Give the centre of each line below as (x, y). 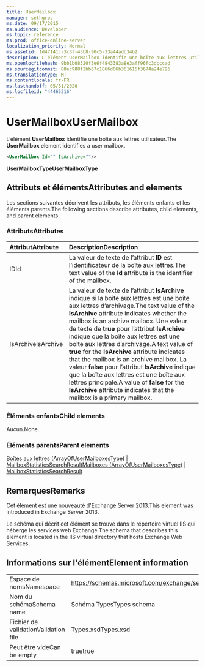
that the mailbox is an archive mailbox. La (128, 359)
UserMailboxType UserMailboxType (52, 168)
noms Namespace (34, 587)
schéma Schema (33, 605)
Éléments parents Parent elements (58, 445)
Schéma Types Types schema (113, 605)
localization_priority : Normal (46, 47)
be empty (23, 655)
